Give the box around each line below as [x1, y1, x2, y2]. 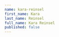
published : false [4, 25, 40, 30]
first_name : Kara [4, 12, 40, 16]
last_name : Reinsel [4, 16, 44, 21]
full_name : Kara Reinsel [4, 20, 55, 25]
